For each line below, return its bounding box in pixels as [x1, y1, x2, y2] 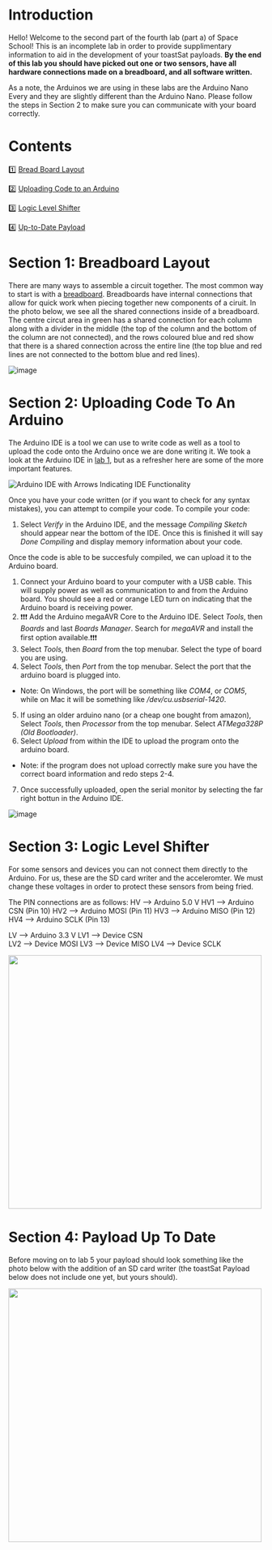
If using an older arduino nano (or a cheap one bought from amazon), [19, 710, 252, 720]
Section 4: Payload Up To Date [8, 1228, 216, 1246]
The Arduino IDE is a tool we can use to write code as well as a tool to [8, 437, 240, 447]
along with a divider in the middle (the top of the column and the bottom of [8, 323, 257, 334]
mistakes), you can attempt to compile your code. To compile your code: [8, 503, 250, 513]
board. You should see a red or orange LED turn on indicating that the [19, 594, 253, 604]
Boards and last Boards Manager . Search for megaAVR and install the [19, 623, 253, 633]
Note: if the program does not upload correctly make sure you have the [19, 760, 257, 770]
